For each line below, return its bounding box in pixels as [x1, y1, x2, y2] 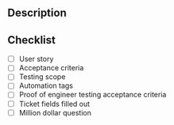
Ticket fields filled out [18, 99, 91, 108]
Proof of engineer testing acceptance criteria [18, 90, 167, 100]
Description [7, 6, 67, 20]
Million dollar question [18, 108, 92, 117]
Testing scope [18, 72, 66, 81]
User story [18, 55, 54, 64]
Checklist [7, 33, 56, 47]
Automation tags [18, 81, 73, 90]
